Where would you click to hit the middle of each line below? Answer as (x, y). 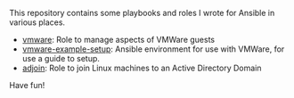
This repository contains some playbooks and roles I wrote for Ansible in (142, 13)
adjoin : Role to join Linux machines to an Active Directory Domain (142, 68)
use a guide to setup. (61, 58)
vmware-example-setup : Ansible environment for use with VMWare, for (153, 49)
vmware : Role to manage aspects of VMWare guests (118, 40)
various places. (37, 22)
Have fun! (27, 85)
